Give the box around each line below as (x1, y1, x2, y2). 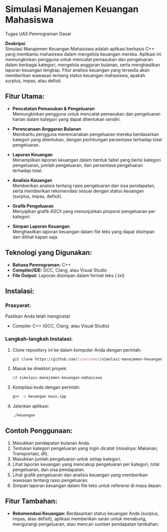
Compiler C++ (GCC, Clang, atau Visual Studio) (12, 323, 110, 329)
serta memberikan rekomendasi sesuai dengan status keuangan (12, 188, 144, 194)
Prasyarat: (5, 302, 31, 309)
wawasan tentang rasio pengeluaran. (12, 477, 89, 483)
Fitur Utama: (5, 92, 45, 101)
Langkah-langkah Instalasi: (5, 336, 73, 343)
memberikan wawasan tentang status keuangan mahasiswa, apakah (5, 72, 146, 78)
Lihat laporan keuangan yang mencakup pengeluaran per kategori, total (12, 461, 160, 467)
